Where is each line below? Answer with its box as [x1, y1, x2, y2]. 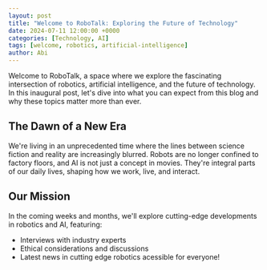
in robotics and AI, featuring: [8, 220, 103, 229]
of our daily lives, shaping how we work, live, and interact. [8, 166, 200, 176]
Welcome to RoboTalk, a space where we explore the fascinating [8, 71, 222, 80]
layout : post [8, 11, 52, 20]
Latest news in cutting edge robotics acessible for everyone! [19, 252, 220, 261]
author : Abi [8, 49, 48, 57]
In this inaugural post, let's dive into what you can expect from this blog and [8, 88, 259, 97]
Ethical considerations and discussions [19, 244, 149, 253]
